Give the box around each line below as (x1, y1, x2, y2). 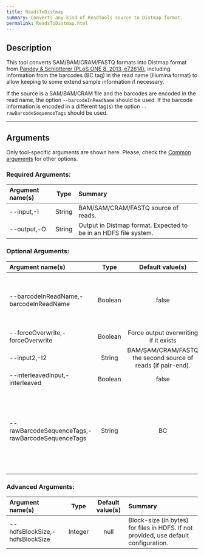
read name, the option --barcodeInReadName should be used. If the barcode (6, 97, 193, 104)
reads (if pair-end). (135, 361, 191, 369)
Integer (68, 527, 89, 536)
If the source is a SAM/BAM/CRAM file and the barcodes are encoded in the (6, 90, 196, 97)
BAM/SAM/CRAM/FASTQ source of (78, 204, 179, 213)
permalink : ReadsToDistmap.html (6, 20, 88, 26)
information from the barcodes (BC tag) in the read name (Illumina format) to (6, 72, 198, 79)
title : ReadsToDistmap (6, 9, 64, 15)
